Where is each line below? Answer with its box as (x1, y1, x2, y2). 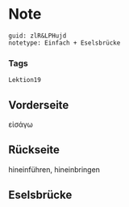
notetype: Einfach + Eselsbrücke (8, 38, 121, 47)
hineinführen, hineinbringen (8, 164, 101, 175)
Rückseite (8, 143, 60, 157)
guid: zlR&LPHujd (8, 32, 67, 40)
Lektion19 (8, 76, 42, 84)
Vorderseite (8, 98, 69, 112)
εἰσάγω (8, 119, 34, 130)
